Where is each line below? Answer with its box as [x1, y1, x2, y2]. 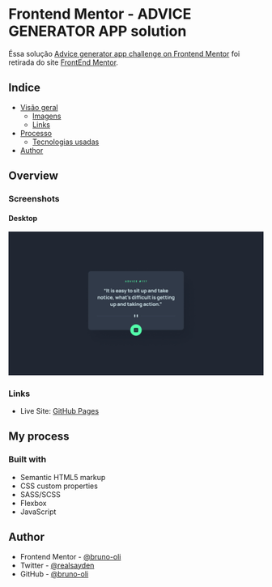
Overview [8, 169, 59, 183]
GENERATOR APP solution [8, 22, 187, 40]
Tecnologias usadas [32, 137, 100, 147]
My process [8, 430, 70, 444]
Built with [8, 454, 47, 466]
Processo [19, 128, 53, 138]
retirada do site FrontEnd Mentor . [8, 57, 119, 67]
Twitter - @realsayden [19, 560, 95, 570]
